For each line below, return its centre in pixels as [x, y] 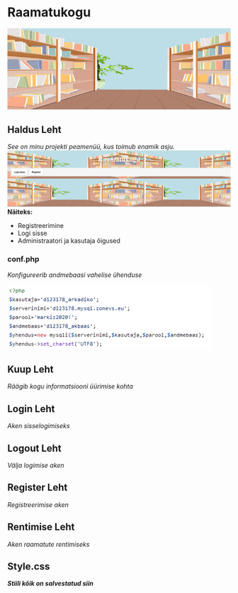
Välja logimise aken [36, 465]
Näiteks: [20, 212]
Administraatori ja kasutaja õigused [69, 241]
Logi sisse [32, 233]
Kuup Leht [30, 369]
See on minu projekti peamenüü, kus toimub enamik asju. [91, 147]
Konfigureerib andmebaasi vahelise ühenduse [75, 275]
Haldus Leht [34, 130]
